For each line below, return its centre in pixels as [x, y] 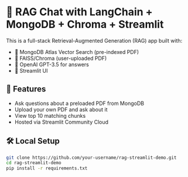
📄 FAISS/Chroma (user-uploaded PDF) [61, 58]
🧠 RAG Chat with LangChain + [80, 12]
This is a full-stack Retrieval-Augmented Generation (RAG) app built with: [94, 40]
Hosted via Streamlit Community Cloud [61, 122]
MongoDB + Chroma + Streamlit [85, 24]
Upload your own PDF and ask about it [61, 109]
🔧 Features [26, 89]
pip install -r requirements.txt [47, 169]
